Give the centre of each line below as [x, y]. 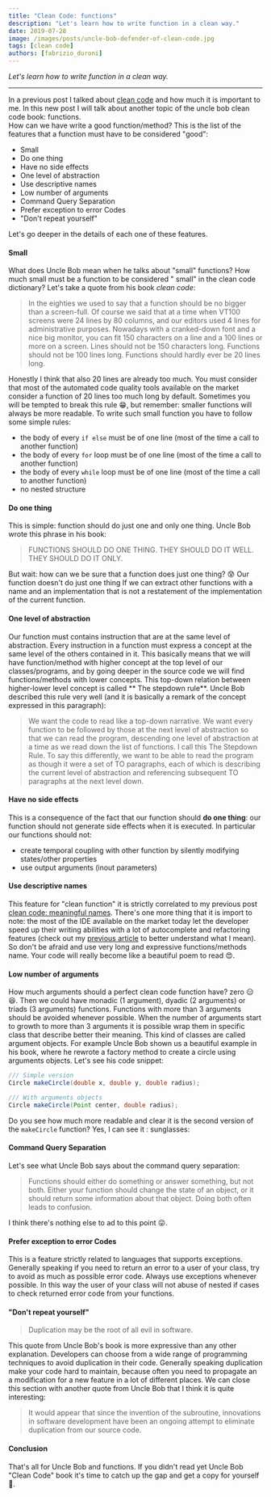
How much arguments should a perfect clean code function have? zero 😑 [131, 992]
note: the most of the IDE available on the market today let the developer [129, 921]
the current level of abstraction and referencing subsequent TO [133, 772]
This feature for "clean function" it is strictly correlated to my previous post [133, 904]
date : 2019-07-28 [38, 31]
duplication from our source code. [85, 1430]
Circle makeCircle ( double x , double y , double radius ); [104, 1083]
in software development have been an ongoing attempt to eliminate [142, 1421]
